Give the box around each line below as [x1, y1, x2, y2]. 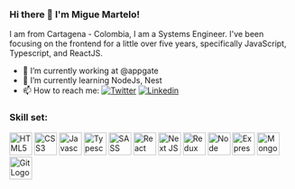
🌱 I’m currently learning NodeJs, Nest [22, 75, 162, 86]
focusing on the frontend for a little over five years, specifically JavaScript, [9, 38, 287, 49]
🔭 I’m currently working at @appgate [22, 65, 160, 76]
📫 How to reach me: [22, 85, 100, 96]
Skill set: [9, 111, 48, 124]
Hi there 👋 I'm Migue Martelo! [9, 8, 141, 21]
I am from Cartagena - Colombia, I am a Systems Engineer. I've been [9, 29, 264, 40]
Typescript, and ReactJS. [9, 48, 104, 59]
